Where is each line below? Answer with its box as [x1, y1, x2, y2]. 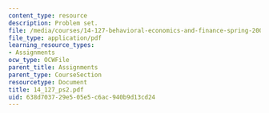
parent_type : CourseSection [8, 71, 102, 79]
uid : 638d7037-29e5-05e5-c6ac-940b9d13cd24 [8, 93, 156, 101]
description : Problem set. [8, 19, 98, 27]
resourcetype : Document [8, 78, 88, 86]
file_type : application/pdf [8, 33, 102, 42]
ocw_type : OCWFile [8, 56, 70, 64]
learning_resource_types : [8, 41, 94, 49]
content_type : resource [8, 11, 88, 20]
